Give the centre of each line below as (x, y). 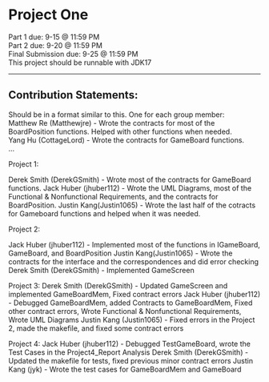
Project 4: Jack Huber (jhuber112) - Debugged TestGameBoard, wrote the (129, 344)
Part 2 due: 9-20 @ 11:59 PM (55, 45)
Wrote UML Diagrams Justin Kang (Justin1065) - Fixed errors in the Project (132, 320)
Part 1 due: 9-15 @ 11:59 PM (54, 37)
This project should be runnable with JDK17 (80, 62)
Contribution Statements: (73, 95)
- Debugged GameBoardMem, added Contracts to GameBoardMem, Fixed (130, 303)
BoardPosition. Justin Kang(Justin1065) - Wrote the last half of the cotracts (132, 205)
